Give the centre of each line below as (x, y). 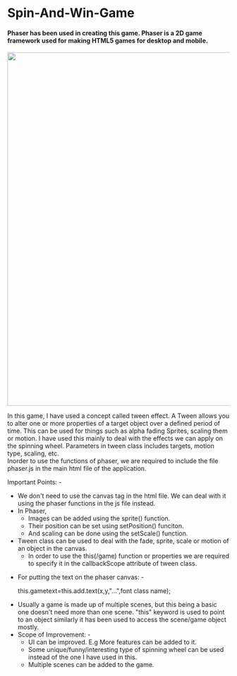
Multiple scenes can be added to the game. (91, 665)
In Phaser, (32, 511)
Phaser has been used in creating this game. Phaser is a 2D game (105, 33)
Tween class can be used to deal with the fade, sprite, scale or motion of (123, 541)
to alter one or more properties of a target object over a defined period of (114, 424)
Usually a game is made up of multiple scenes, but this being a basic (117, 605)
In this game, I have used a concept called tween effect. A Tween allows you (119, 416)
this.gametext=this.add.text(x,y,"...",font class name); (94, 591)
